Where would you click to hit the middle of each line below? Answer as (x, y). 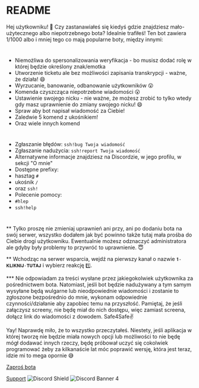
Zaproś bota (21, 367)
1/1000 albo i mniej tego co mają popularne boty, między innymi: (85, 39)
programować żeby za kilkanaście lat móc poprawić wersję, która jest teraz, (99, 349)
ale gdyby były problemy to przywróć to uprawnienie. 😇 (75, 247)
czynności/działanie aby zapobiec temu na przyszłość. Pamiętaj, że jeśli (94, 303)
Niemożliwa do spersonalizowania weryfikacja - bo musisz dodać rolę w (103, 61)
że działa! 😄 (30, 79)
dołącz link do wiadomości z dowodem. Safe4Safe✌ (70, 316)
